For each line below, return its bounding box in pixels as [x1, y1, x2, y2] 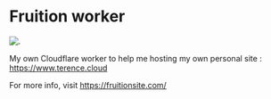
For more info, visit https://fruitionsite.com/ [9, 79, 167, 90]
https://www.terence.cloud [9, 62, 108, 73]
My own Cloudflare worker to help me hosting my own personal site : [9, 53, 263, 63]
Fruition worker [9, 6, 126, 27]
